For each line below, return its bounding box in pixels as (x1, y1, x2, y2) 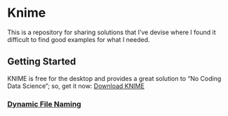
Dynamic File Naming (7, 99, 82, 109)
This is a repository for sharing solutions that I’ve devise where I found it (7, 28, 216, 36)
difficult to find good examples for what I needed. (7, 35, 150, 43)
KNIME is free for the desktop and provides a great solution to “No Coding (7, 74, 222, 82)
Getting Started (7, 56, 76, 68)
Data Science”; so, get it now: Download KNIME (7, 82, 145, 90)
